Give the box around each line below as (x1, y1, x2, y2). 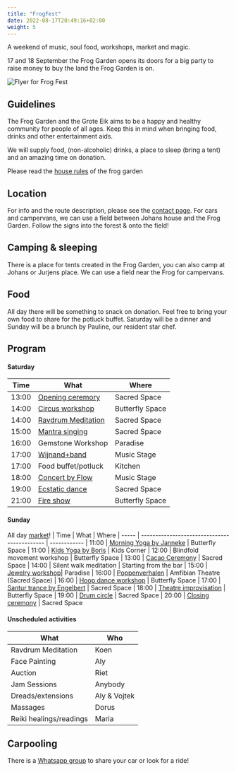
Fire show (37, 496, 70, 505)
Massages (11, 702, 45, 712)
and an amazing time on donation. (7, 153, 106, 162)
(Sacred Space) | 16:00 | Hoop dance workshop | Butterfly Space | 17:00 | (7, 576, 221, 585)
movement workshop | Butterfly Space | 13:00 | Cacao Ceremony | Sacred (7, 554, 223, 562)
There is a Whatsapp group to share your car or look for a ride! (7, 756, 189, 765)
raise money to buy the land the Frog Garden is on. (7, 64, 155, 73)
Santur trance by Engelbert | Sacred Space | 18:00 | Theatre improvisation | (7, 584, 226, 592)
